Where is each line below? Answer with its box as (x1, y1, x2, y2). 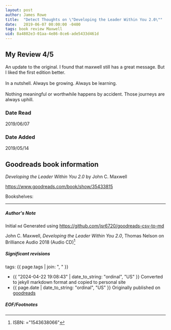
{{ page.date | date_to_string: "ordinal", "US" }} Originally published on (12, 284, 161, 291)
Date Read (5, 109, 32, 116)
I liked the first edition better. (5, 69, 66, 75)
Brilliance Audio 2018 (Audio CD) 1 (5, 238, 75, 245)
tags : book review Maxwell (5, 27, 63, 32)
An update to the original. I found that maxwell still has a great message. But (5, 63, 165, 70)
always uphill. (5, 96, 34, 102)
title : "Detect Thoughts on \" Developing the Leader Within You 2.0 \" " (5, 17, 163, 22)
